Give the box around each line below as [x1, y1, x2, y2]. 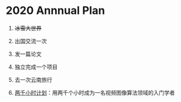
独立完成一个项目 [14, 63, 58, 70]
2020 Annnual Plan [5, 4, 105, 18]
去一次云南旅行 [14, 76, 52, 83]
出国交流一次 [14, 37, 47, 44]
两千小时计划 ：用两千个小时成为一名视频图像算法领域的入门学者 [14, 89, 175, 96]
